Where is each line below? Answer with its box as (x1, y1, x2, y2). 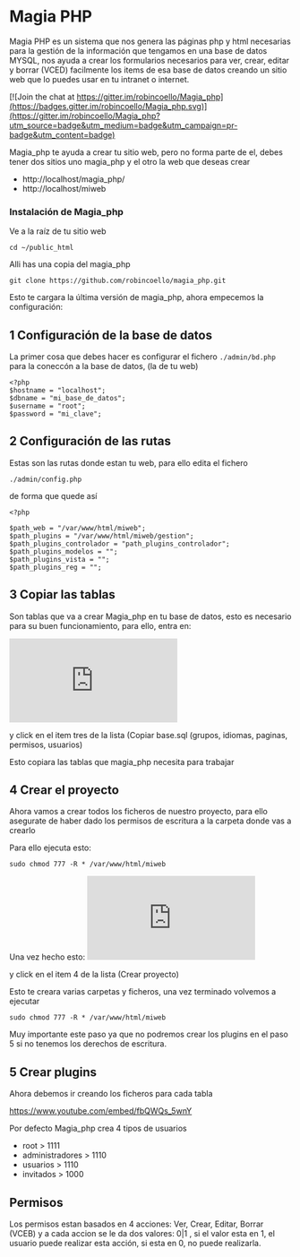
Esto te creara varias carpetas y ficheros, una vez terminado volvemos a (9, 986, 277, 997)
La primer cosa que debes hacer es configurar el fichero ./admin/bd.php (9, 351, 276, 362)
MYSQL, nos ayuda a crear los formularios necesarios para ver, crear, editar (9, 55, 289, 65)
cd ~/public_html (9, 244, 74, 253)
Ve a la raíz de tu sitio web (9, 226, 107, 237)
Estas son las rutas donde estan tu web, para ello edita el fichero (9, 457, 248, 468)
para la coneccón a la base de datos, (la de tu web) (9, 361, 199, 372)
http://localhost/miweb (21, 183, 107, 194)
